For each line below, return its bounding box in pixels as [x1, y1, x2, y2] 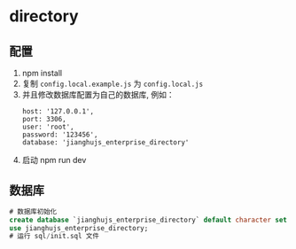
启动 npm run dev [21, 155, 87, 165]
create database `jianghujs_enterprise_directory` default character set [9, 215, 288, 224]
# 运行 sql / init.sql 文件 [9, 232, 100, 241]
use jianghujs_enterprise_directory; [9, 223, 149, 232]
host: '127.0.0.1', [21, 107, 95, 116]
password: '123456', [21, 130, 98, 139]
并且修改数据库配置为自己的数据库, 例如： [21, 89, 175, 99]
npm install [21, 68, 63, 78]
